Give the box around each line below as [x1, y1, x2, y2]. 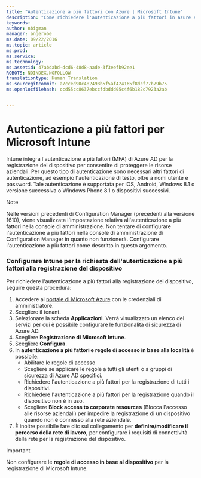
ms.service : [6, 53, 36, 59]
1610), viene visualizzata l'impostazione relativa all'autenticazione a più [6, 216, 181, 223]
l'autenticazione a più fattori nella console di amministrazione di [6, 229, 163, 236]
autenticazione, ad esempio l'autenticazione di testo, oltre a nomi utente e [6, 174, 188, 181]
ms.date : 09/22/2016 [6, 36, 58, 42]
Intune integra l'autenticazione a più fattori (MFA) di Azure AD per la [6, 155, 173, 162]
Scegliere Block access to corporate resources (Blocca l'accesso [23, 404, 187, 411]
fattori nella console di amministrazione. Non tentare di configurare [6, 222, 172, 230]
